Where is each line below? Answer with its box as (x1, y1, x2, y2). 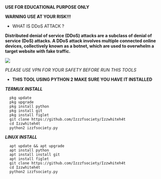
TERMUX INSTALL (5, 86, 43, 92)
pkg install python (9, 104, 49, 109)
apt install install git (9, 152, 60, 157)
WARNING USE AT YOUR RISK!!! (5, 14, 71, 19)
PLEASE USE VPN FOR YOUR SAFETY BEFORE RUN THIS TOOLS (5, 67, 137, 73)
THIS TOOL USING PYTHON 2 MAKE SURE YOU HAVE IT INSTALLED (12, 77, 153, 82)
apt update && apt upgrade (9, 144, 65, 149)
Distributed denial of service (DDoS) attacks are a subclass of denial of (5, 33, 152, 38)
